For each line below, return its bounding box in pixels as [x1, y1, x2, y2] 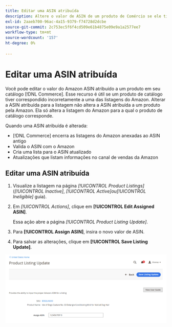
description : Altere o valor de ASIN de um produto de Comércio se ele [5, 13, 161, 19]
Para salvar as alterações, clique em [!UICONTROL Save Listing [12, 238, 148, 245]
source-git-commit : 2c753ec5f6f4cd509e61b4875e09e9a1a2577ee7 [5, 25, 141, 30]
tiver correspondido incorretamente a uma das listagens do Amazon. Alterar [5, 96, 166, 102]
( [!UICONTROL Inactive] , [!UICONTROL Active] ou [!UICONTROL [12, 188, 146, 194]
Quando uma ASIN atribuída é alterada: [5, 123, 88, 129]
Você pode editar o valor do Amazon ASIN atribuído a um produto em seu [5, 85, 161, 91]
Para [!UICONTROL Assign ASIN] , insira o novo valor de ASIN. [12, 228, 145, 235]
